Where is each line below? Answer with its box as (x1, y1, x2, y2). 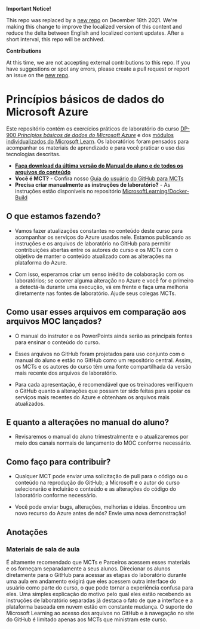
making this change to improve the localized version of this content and (6, 23, 182, 30)
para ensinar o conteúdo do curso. (14, 338, 100, 346)
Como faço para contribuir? (6, 457, 111, 467)
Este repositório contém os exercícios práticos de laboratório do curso (6, 125, 179, 132)
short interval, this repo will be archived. (6, 36, 105, 42)
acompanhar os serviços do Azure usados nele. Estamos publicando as (14, 233, 191, 241)
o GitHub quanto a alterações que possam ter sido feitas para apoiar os (14, 387, 191, 394)
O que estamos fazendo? (6, 211, 101, 221)
